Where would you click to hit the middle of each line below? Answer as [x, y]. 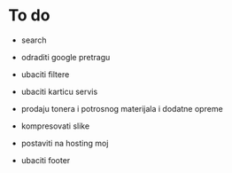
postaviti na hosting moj [65, 143]
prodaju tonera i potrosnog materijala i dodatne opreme [122, 108]
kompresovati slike [55, 126]
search [34, 40]
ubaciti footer [46, 160]
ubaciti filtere [45, 74]
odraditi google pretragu [66, 57]
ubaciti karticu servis [59, 91]
